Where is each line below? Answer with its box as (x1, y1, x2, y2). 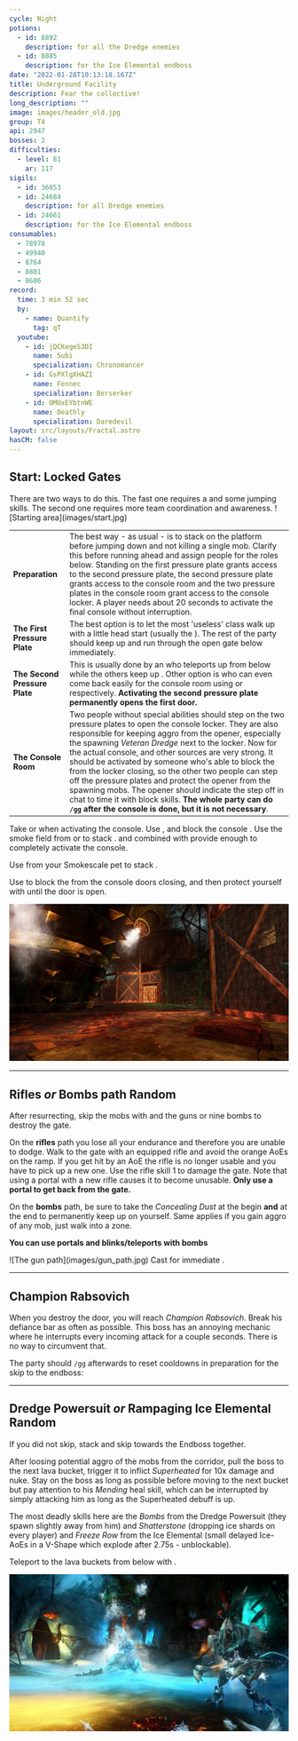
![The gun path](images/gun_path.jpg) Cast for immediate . (9, 1254, 224, 1265)
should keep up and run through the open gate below (69, 637, 263, 648)
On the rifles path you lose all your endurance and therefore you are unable (9, 1137, 286, 1148)
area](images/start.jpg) (43, 511, 128, 523)
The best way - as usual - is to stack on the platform (69, 531, 263, 542)
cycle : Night (9, 14, 58, 23)
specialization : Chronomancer (32, 360, 145, 370)
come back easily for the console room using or (69, 678, 244, 689)
